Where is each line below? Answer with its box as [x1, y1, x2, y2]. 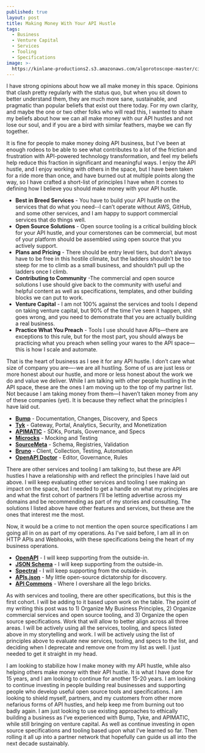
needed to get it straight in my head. [6, 650, 98, 658]
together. [6, 128, 29, 135]
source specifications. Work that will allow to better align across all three [6, 618, 189, 625]
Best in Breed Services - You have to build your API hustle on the [15, 196, 180, 204]
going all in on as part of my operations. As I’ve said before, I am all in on [6, 529, 189, 537]
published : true [6, 9, 48, 15]
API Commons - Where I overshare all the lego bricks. [15, 580, 151, 588]
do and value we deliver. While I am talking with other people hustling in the [6, 377, 196, 384]
